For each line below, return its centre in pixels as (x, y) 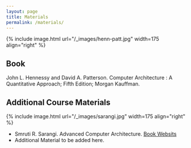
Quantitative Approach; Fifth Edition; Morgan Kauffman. (73, 84)
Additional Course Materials (58, 102)
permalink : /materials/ (35, 22)
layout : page (22, 11)
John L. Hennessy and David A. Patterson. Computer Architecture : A (89, 78)
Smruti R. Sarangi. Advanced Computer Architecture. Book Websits (95, 134)
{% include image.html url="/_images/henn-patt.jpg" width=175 (83, 39)
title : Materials (27, 17)
